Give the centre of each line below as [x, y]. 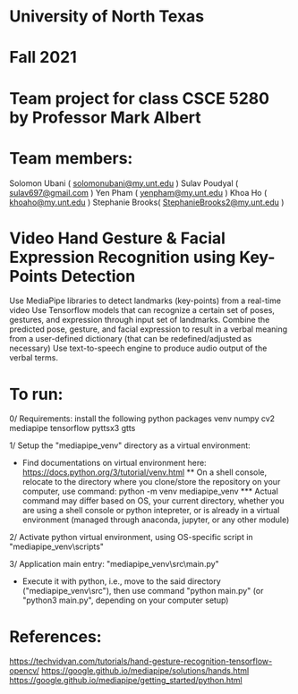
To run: [36, 394]
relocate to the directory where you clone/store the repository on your [151, 482]
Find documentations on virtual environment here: [115, 463]
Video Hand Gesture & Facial [118, 238]
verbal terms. [34, 358]
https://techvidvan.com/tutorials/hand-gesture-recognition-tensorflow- [141, 661]
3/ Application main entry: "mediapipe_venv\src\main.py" [114, 564]
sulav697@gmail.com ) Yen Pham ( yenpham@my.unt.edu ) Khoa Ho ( [138, 192]
